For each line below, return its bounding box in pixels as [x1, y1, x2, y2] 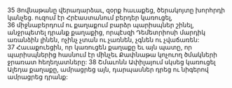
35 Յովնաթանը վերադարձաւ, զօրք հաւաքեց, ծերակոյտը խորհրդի [7, 6, 226, 14]
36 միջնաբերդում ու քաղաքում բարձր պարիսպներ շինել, [7, 21, 194, 29]
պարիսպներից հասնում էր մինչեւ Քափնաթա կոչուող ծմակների [7, 50, 217, 59]
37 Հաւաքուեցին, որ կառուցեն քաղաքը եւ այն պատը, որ [7, 43, 193, 51]
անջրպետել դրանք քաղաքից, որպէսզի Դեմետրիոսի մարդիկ [7, 28, 205, 36]
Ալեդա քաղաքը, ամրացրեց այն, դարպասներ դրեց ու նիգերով [7, 66, 209, 73]
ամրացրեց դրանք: [7, 73, 69, 81]
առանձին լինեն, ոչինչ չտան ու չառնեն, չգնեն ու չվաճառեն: [7, 36, 200, 44]
